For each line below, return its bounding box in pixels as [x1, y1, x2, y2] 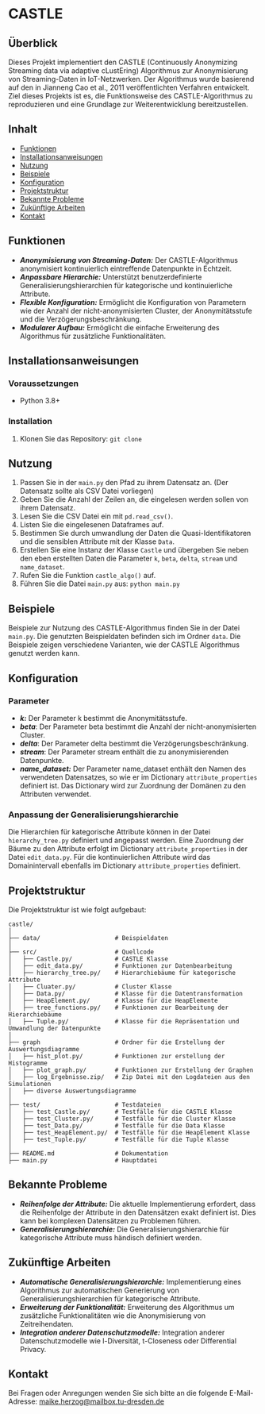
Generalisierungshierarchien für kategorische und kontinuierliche [19, 280, 232, 290]
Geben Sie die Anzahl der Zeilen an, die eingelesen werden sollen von [19, 495, 248, 504]
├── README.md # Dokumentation [8, 1150, 169, 1158]
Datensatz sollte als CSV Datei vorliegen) [19, 486, 155, 496]
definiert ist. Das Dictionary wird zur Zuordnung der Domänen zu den [19, 780, 247, 790]
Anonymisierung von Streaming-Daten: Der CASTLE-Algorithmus [19, 255, 238, 264]
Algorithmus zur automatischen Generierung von [19, 1285, 180, 1295]
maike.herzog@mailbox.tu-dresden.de [39, 1397, 165, 1406]
